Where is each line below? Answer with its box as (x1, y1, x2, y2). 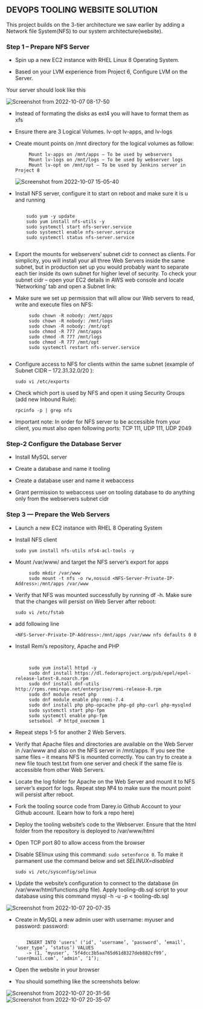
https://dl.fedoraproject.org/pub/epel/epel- (74, 670, 192, 676)
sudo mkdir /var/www (28, 570, 80, 576)
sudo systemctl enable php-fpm (28, 712, 108, 718)
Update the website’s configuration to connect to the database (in (14, 879, 179, 886)
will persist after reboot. (14, 791, 74, 798)
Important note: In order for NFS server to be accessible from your (14, 418, 181, 425)
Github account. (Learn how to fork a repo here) (14, 809, 135, 816)
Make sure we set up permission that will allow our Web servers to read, (14, 294, 195, 302)
